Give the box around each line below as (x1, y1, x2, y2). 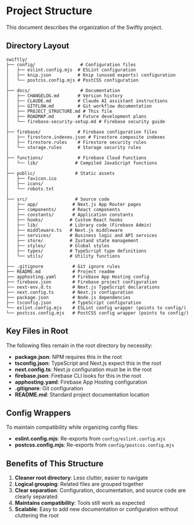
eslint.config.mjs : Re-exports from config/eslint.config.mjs (14, 435, 166, 442)
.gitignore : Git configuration (14, 384, 84, 391)
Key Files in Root (6, 326, 69, 336)
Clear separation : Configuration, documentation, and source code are (14, 487, 186, 494)
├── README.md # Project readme (6, 268, 115, 274)
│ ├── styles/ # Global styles (6, 242, 110, 249)
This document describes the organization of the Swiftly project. (6, 24, 163, 31)
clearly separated (14, 493, 58, 500)
